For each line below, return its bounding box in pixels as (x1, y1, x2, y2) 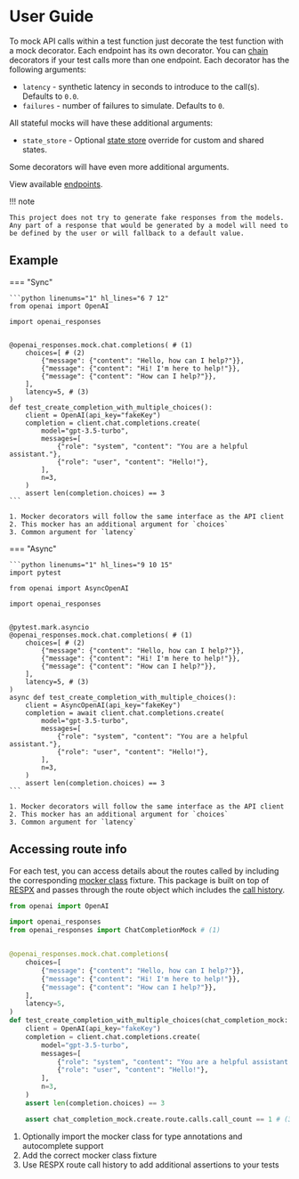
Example (9, 253, 59, 268)
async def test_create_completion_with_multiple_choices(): (9, 693, 238, 702)
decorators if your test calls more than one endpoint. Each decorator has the (9, 54, 290, 65)
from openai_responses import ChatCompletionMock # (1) (9, 926, 221, 935)
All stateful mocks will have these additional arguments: (9, 118, 214, 128)
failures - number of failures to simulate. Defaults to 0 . (21, 100, 225, 110)
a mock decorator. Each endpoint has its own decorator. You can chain (9, 45, 269, 55)
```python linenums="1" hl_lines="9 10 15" (9, 560, 174, 569)
